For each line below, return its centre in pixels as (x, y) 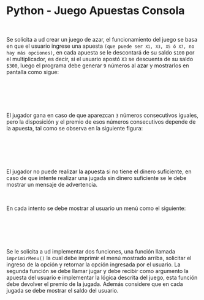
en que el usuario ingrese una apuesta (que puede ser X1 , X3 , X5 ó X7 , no (100, 46)
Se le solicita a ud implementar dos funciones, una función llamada (91, 251)
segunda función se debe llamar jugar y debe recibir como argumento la (97, 271)
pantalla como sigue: (33, 72)
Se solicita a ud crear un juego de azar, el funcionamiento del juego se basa (102, 39)
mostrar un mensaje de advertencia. (52, 184)
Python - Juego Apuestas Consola (96, 11)
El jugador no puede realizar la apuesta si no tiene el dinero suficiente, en (99, 171)
